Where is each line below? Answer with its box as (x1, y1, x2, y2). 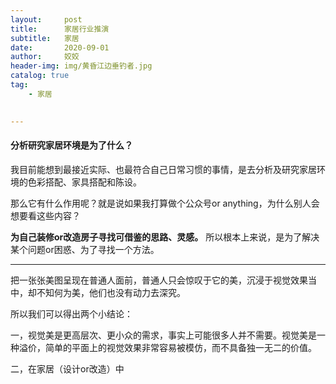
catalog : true (10, 71, 70, 81)
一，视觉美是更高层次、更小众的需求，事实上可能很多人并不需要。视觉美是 (10, 329, 317, 341)
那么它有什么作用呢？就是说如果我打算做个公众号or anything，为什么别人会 (10, 197, 320, 209)
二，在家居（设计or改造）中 (10, 362, 125, 375)
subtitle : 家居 (10, 33, 80, 43)
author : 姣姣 (10, 52, 80, 62)
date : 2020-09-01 (10, 42, 110, 53)
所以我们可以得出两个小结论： (10, 307, 133, 320)
